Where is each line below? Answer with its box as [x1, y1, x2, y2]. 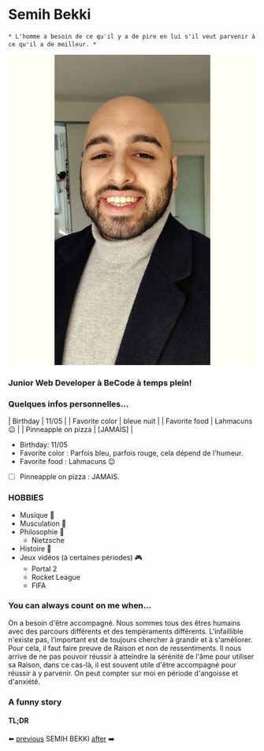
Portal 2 [31, 563, 58, 573]
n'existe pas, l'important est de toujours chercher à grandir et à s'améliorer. [8, 634, 253, 644]
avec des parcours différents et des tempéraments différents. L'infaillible [8, 626, 244, 636]
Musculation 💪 [19, 519, 67, 528]
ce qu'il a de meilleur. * [8, 40, 97, 48]
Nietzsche [31, 535, 65, 545]
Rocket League [31, 572, 80, 582]
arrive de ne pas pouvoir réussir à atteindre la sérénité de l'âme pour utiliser [8, 652, 255, 661]
